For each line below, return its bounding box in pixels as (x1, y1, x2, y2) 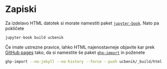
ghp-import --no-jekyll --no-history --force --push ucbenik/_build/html (5, 59, 162, 64)
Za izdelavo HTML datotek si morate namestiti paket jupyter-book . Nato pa (5, 20, 159, 26)
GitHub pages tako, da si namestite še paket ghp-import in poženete (5, 49, 145, 55)
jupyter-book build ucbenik (5, 35, 64, 40)
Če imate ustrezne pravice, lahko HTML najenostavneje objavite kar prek (5, 44, 155, 50)
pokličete (5, 25, 24, 31)
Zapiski (5, 3, 36, 15)
